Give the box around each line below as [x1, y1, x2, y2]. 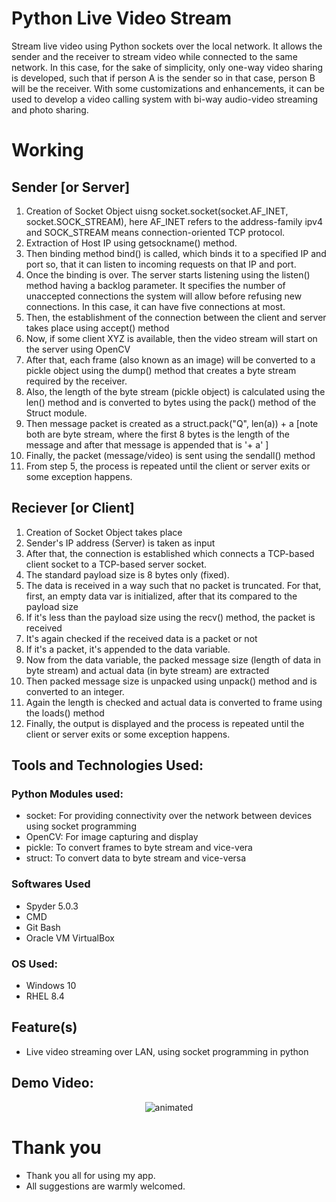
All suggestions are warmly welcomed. [25, 1180, 186, 1192]
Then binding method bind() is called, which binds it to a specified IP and [25, 247, 327, 259]
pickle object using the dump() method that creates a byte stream [25, 364, 297, 376]
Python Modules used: [11, 787, 124, 801]
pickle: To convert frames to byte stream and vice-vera [25, 842, 253, 854]
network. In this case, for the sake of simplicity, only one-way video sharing [11, 61, 324, 73]
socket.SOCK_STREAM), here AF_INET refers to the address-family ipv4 [25, 215, 324, 227]
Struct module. [25, 407, 88, 419]
